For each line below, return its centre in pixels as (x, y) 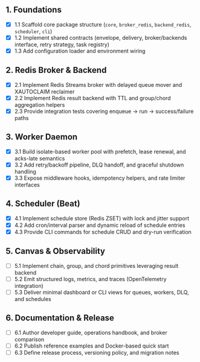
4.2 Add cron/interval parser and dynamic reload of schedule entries (100, 225)
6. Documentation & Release (60, 318)
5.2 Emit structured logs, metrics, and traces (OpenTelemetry (90, 279)
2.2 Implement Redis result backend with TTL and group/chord (92, 98)
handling (25, 171)
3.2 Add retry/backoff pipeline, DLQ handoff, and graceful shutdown (99, 165)
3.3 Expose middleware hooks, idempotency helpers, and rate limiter (100, 178)
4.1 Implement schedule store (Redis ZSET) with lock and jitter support (102, 218)
